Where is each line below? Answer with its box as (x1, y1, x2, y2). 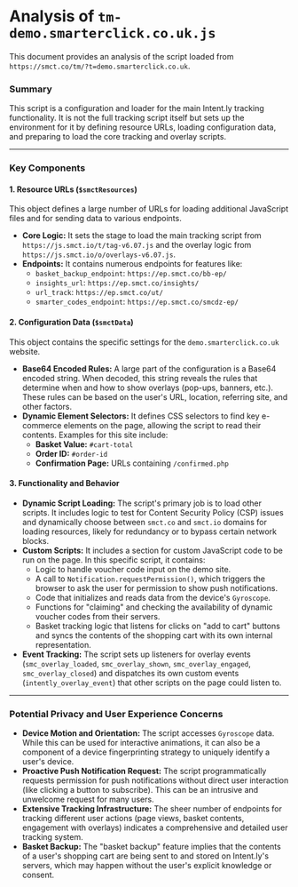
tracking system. (21, 832, 83, 843)
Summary (9, 83, 53, 95)
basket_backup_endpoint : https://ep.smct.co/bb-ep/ (35, 268, 228, 279)
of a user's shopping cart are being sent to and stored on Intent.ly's (21, 851, 269, 861)
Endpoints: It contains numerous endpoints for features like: (21, 259, 243, 269)
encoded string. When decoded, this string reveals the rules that (21, 372, 258, 383)
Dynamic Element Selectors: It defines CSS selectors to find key (21, 411, 260, 421)
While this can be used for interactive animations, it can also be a (21, 738, 261, 748)
